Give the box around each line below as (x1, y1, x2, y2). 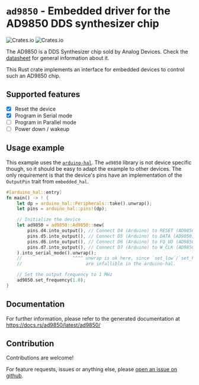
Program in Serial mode (14, 112, 73, 119)
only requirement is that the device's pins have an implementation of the (6, 171, 182, 179)
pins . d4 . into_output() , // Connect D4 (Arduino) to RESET (27, 228, 174, 234)
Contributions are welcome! (6, 354, 74, 361)
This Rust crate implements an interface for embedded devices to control (6, 65, 185, 73)
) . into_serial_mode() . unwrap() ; (17, 250, 97, 256)
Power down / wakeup (14, 125, 70, 132)
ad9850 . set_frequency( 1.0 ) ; (17, 277, 86, 283)
